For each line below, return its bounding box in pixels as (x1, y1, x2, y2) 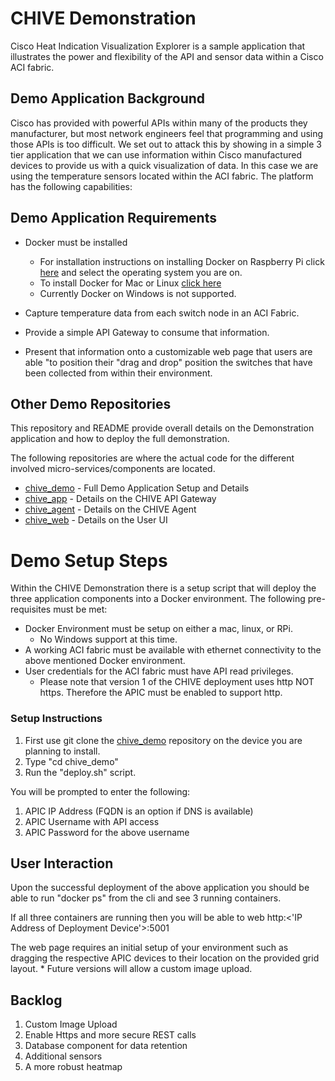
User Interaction (10, 855, 114, 872)
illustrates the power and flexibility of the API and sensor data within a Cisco (10, 50, 324, 62)
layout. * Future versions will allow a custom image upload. (10, 963, 253, 975)
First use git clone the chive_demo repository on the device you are (24, 734, 303, 746)
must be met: (53, 603, 108, 616)
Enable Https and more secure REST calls (24, 1029, 197, 1041)
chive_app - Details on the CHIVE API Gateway (24, 493, 217, 505)
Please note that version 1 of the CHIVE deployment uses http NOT (39, 676, 315, 688)
